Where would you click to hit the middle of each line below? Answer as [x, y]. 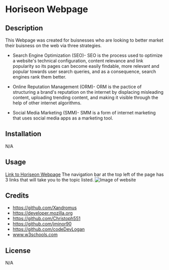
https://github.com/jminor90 [42, 224]
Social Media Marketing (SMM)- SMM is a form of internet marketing [84, 113]
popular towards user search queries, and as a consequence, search [84, 71]
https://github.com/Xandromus [45, 208]
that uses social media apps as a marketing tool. [63, 118]
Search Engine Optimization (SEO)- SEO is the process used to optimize [88, 55]
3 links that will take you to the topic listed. [50, 180]
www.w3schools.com [35, 235]
